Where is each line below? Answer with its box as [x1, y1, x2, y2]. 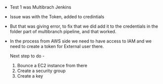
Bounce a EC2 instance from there [17, 63, 87, 68]
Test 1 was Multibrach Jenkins [9, 4, 72, 10]
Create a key [17, 73, 43, 79]
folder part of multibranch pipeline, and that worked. [9, 29, 117, 34]
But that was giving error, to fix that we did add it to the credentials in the [9, 23, 159, 29]
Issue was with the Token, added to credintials [9, 14, 105, 19]
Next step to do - [9, 53, 45, 59]
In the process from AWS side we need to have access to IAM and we [9, 38, 152, 44]
